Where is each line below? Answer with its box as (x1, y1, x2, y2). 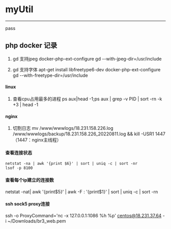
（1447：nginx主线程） (12, 137, 62, 143)
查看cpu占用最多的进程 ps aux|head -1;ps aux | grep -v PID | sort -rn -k (12, 96, 162, 102)
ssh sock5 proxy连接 (5, 201, 50, 207)
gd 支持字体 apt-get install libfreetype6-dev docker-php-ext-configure (12, 66, 161, 72)
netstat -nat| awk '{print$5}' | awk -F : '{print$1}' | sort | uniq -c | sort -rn (5, 188, 158, 194)
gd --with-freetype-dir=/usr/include (12, 72, 88, 78)
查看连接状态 (5, 149, 32, 156)
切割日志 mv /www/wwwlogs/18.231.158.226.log (12, 125, 113, 131)
